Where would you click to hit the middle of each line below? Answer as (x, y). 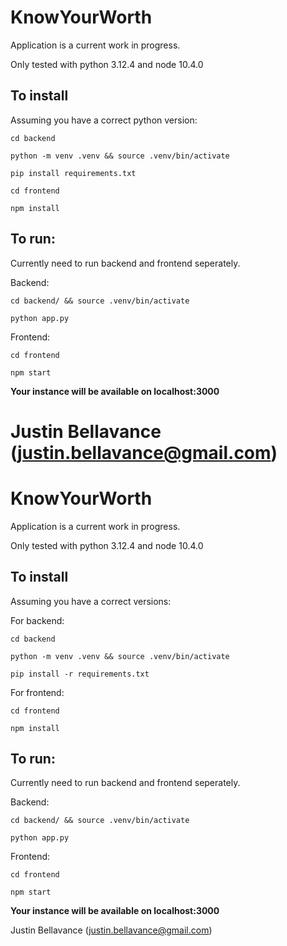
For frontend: (37, 692)
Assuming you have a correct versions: (91, 601)
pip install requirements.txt (73, 173)
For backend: (37, 620)
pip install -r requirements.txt (80, 674)
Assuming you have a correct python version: (104, 120)
